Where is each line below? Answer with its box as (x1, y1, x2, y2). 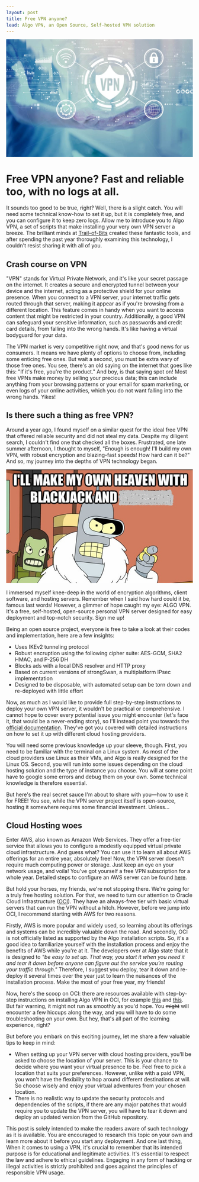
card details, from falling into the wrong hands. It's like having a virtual (6, 326, 178, 333)
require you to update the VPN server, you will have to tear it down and (14, 1107, 188, 1115)
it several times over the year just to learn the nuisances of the (24, 972, 176, 980)
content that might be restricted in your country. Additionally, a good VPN (6, 313, 185, 320)
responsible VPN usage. (6, 1169, 65, 1176)
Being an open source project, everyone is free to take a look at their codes (6, 625, 190, 633)
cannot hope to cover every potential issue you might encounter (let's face (6, 711, 188, 719)
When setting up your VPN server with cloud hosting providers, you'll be (14, 1051, 191, 1058)
